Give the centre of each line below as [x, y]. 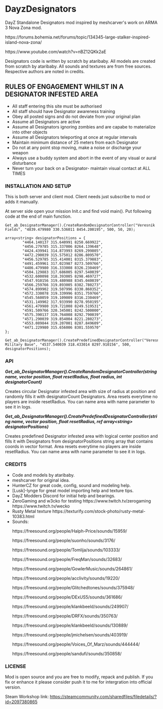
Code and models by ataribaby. [43, 475]
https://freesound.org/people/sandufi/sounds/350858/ [67, 653]
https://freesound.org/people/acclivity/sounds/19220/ [66, 578]
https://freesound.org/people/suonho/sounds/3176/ [64, 540]
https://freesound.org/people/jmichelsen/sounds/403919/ [70, 634]
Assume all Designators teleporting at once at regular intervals [74, 137]
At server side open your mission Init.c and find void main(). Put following [78, 211]
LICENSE [16, 666]
